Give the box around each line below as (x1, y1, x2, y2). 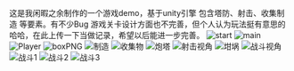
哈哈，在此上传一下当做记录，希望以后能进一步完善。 (9, 30, 205, 40)
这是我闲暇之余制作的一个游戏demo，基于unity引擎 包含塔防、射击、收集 (9, 8, 277, 18)
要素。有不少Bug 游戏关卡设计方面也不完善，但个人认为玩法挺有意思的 (26, 19, 286, 29)
